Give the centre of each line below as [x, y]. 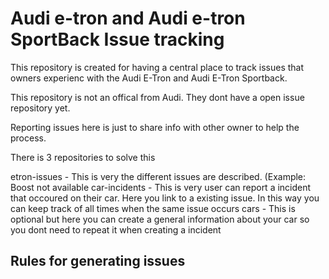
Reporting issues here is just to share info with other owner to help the [155, 127]
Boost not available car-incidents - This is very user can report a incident [161, 187]
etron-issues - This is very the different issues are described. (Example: [158, 176]
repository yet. [40, 108]
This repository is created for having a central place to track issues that [157, 67]
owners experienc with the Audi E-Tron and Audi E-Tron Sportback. [149, 78]
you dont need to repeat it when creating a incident [116, 229]
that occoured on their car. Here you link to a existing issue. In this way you [165, 198]
